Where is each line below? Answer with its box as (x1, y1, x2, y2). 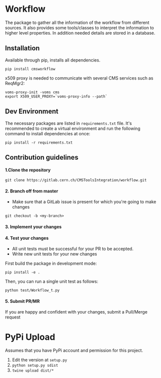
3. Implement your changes (5, 224, 62, 230)
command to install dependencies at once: (5, 130, 90, 136)
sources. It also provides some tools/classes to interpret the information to (5, 24, 154, 30)
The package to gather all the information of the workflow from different (5, 20, 149, 25)
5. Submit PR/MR (5, 298, 40, 304)
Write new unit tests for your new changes (12, 251, 97, 257)
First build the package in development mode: (5, 260, 97, 267)
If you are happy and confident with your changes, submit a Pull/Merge (5, 309, 147, 315)
